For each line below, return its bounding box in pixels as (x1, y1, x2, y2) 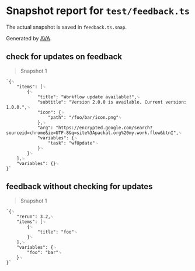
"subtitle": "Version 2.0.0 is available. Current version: (37, 99, 187, 105)
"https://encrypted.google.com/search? (55, 125, 153, 131)
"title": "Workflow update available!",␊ (37, 94, 141, 100)
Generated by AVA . (6, 35, 52, 42)
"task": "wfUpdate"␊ (47, 140, 99, 146)
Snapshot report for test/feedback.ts (6, 4, 190, 18)
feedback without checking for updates (6, 181, 153, 191)
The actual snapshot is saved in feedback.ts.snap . (6, 23, 127, 30)
